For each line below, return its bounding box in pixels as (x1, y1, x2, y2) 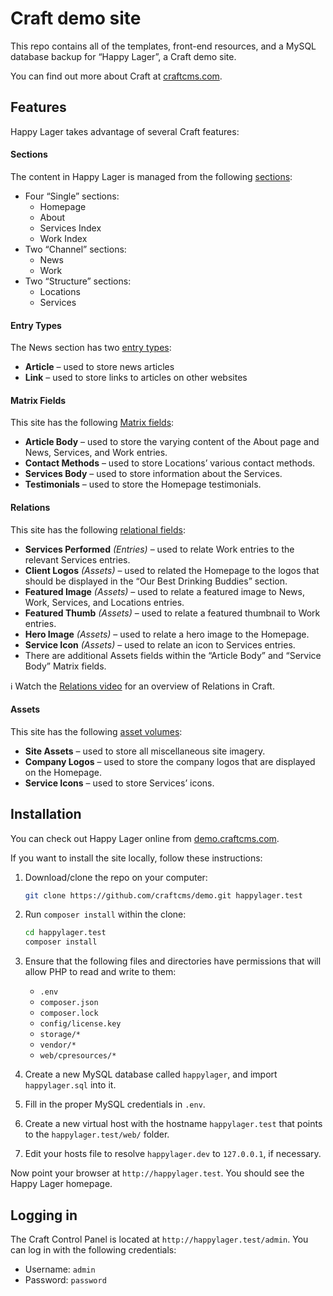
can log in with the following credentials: (10, 1244, 177, 1256)
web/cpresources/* (39, 1051, 117, 1061)
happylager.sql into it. (24, 1079, 117, 1091)
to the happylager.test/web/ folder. (24, 1128, 170, 1141)
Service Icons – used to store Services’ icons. (24, 777, 215, 789)
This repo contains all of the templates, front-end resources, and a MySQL (10, 40, 317, 52)
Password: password (24, 1274, 107, 1286)
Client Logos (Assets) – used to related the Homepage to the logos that (24, 564, 320, 576)
